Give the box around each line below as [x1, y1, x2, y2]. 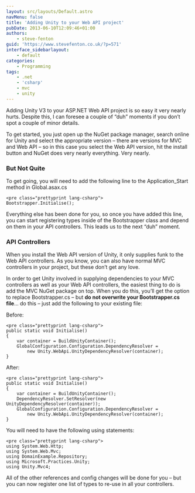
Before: [6, 311, 24, 318]
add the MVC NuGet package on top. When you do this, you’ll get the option [6, 288, 190, 295]
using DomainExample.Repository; [6, 454, 88, 459]
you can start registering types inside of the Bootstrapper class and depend [6, 217, 189, 224]
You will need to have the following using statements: [6, 427, 135, 434]
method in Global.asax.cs [6, 184, 67, 191]
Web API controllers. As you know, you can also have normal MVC [6, 257, 166, 265]
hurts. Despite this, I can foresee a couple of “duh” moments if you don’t [6, 113, 180, 120]
